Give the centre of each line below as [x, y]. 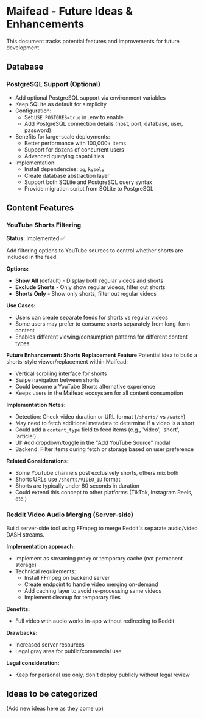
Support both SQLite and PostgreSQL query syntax [88, 182]
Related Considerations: [37, 461]
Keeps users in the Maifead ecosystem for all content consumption [99, 393]
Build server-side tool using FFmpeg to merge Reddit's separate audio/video [102, 528]
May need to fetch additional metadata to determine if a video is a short [105, 423]
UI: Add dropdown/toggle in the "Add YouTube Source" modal [93, 443]
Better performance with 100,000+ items [75, 143]
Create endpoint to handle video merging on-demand [91, 584]
